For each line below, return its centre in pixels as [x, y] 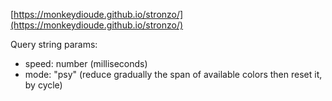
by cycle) [43, 85]
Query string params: [54, 44]
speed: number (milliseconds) [86, 63]
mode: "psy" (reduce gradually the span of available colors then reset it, [173, 74]
